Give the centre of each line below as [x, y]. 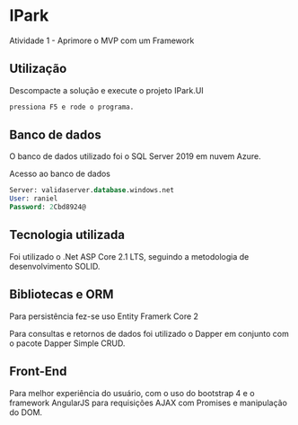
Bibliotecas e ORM [61, 294]
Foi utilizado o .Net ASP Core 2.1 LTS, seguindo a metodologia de [129, 256]
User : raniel [34, 199]
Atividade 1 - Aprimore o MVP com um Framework [102, 40]
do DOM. [26, 412]
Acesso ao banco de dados [60, 174]
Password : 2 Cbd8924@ [48, 208]
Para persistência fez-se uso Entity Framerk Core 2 [104, 316]
